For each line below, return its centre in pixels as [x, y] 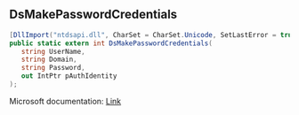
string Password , [53, 68]
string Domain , [49, 60]
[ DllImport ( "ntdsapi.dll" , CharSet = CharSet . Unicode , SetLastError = [143, 34]
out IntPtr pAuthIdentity [69, 76]
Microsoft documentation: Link [65, 101]
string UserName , [53, 51]
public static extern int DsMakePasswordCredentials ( [111, 43]
